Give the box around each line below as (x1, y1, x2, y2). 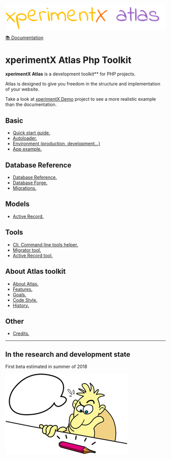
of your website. (5, 86, 40, 93)
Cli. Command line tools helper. (12, 241, 78, 248)
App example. (12, 146, 42, 152)
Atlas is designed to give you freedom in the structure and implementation (5, 81, 161, 87)
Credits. (12, 330, 30, 337)
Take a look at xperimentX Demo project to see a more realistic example (5, 96, 156, 102)
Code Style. (12, 297, 38, 303)
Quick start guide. (12, 130, 50, 136)
